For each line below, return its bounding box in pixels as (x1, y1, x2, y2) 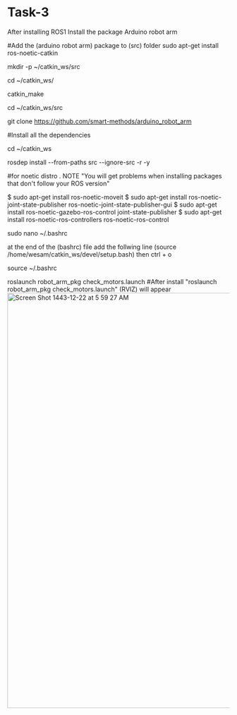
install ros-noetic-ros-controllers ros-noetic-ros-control (7, 215, 169, 224)
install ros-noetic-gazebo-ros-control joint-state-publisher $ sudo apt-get (7, 207, 222, 216)
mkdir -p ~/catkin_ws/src (7, 62, 80, 71)
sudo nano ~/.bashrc (7, 228, 68, 237)
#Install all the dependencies (7, 130, 91, 139)
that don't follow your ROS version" (7, 179, 110, 188)
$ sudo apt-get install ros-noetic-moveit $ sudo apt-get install (7, 192, 188, 201)
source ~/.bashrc (7, 264, 58, 272)
